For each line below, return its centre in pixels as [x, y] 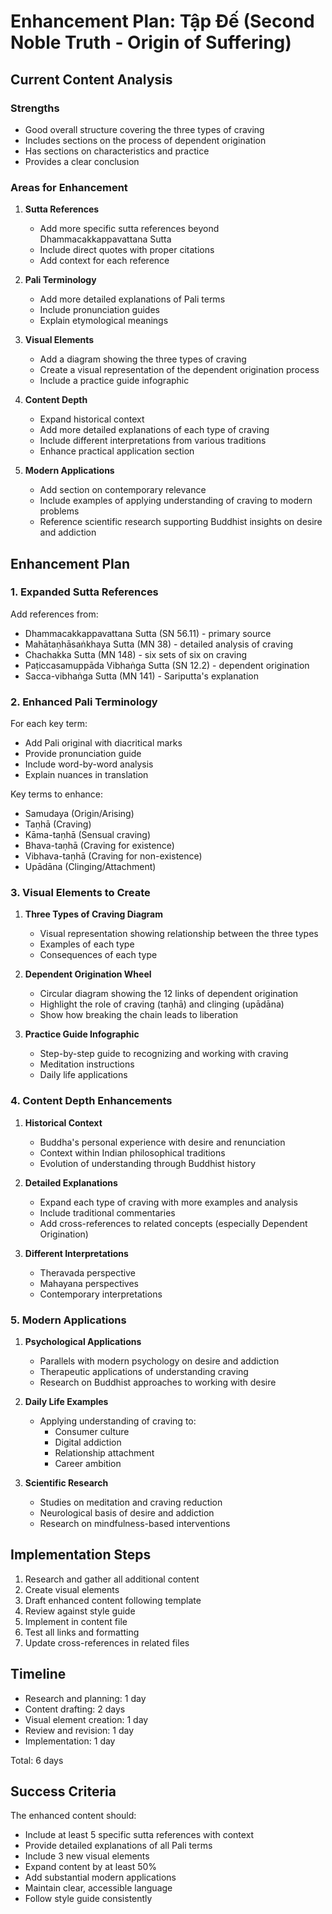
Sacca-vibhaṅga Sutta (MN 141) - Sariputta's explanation [141, 676]
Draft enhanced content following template [113, 1600]
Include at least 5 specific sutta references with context [139, 1835]
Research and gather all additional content [112, 1579]
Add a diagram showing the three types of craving [143, 359]
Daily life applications [83, 1075]
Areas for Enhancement [69, 187]
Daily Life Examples [66, 1402]
